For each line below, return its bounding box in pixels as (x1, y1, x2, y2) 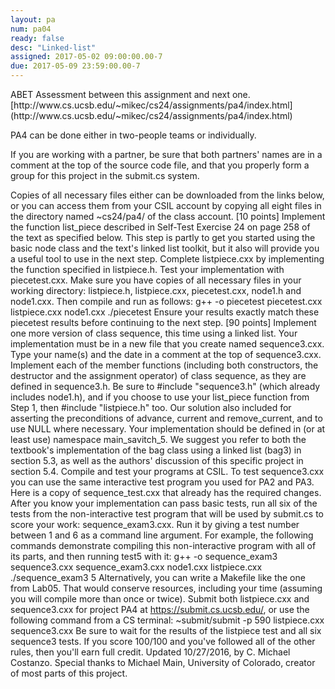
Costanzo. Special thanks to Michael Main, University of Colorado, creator (10, 657, 316, 668)
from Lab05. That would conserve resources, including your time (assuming (10, 582, 323, 594)
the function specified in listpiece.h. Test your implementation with (10, 264, 285, 275)
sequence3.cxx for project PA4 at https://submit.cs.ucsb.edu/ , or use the (10, 604, 310, 615)
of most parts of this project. (10, 667, 128, 679)
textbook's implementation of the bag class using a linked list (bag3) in (10, 444, 302, 456)
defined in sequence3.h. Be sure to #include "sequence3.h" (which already (10, 381, 321, 392)
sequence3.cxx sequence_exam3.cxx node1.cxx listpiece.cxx (10, 561, 263, 573)
